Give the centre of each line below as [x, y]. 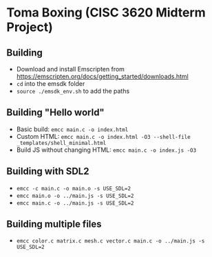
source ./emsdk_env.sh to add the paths [73, 91]
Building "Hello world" [55, 112]
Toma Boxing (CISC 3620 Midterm [106, 13]
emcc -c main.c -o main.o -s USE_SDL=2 [74, 188]
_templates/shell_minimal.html [61, 143]
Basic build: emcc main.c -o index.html [72, 129]
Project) [30, 27]
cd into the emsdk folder [51, 83]
